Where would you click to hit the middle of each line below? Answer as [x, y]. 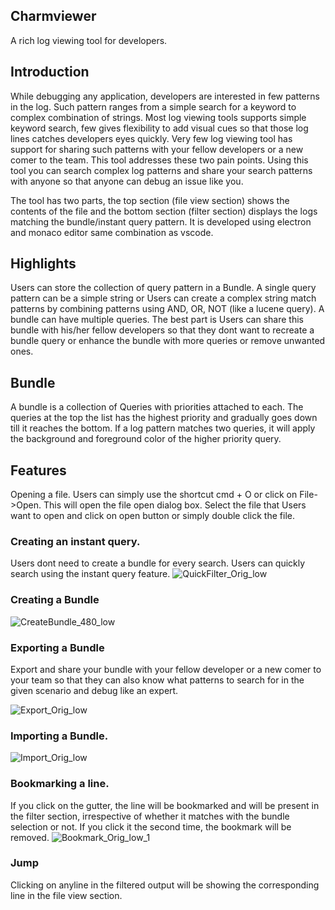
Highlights [43, 264]
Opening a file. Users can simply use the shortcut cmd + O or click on [154, 495]
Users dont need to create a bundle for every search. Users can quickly [158, 563]
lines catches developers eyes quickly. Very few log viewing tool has [151, 138]
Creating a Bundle [55, 600]
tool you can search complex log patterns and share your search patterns [161, 170]
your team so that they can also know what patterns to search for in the [157, 680]
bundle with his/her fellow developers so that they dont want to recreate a [162, 330]
